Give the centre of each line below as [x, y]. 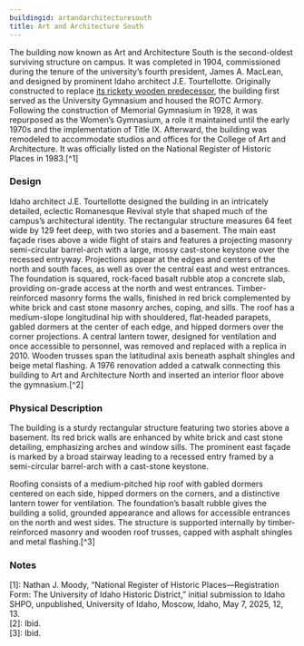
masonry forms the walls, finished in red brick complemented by [170, 298]
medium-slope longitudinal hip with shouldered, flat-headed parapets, [140, 317]
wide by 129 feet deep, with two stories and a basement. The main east [143, 230]
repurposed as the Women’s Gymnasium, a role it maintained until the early [150, 120]
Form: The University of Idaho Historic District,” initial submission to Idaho [147, 594]
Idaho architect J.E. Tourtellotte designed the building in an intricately [139, 201]
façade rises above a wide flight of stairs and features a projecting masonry [151, 240]
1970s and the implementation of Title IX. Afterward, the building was [138, 129]
